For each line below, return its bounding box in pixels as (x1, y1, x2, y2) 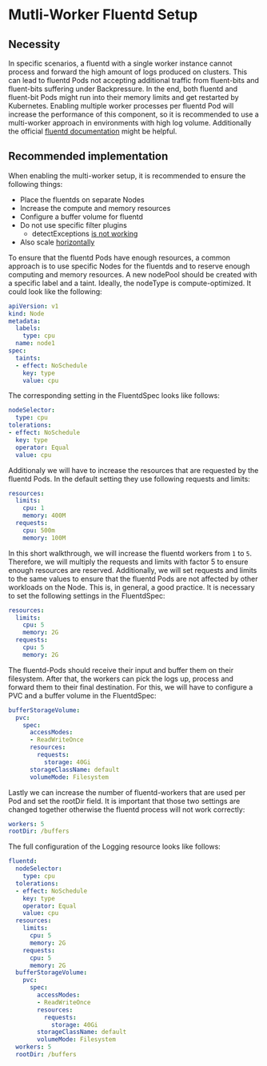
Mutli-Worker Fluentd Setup (8, 6, 198, 24)
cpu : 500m (22, 526, 56, 535)
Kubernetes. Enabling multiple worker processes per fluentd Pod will (8, 101, 234, 110)
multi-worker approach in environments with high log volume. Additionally (8, 118, 252, 127)
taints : (15, 354, 42, 362)
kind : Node (8, 309, 45, 317)
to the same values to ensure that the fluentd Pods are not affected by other (8, 574, 258, 583)
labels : (15, 324, 42, 332)
